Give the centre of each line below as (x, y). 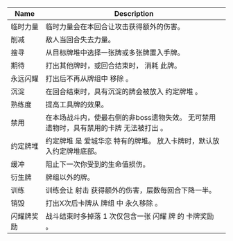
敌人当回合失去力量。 (80, 39)
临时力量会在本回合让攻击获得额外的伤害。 (115, 27)
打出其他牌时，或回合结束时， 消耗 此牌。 (113, 65)
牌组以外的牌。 (70, 177)
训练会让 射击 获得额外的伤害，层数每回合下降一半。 (131, 190)
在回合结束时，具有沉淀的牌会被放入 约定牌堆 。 (124, 91)
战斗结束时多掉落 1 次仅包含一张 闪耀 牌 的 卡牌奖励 (130, 216)
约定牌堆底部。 (77, 151)
